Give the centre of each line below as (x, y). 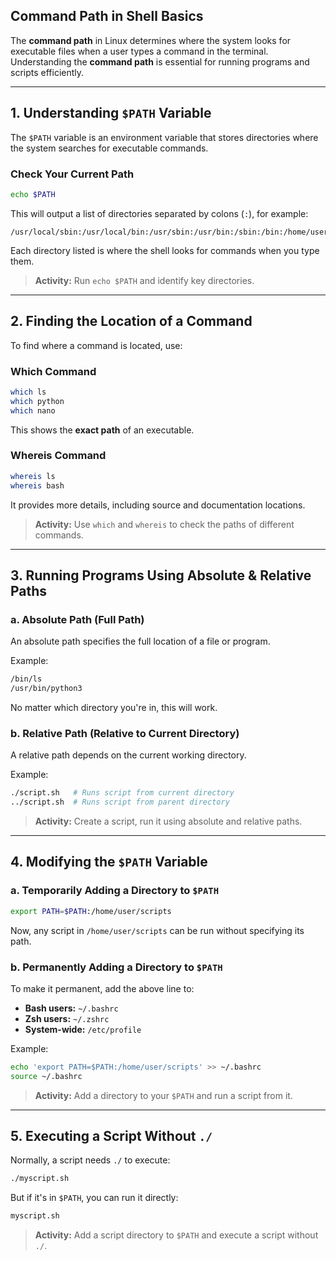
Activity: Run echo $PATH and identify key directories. (144, 280)
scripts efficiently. (47, 72)
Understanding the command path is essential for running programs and (160, 61)
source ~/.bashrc (46, 1076)
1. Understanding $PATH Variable (111, 113)
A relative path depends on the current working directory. (128, 755)
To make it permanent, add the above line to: (102, 988)
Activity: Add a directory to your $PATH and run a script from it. (163, 1095)
